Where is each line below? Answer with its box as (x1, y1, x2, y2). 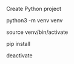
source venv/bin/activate (6, 28, 69, 36)
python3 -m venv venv (6, 17, 63, 24)
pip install (6, 40, 30, 47)
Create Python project (6, 5, 62, 12)
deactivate (6, 52, 33, 59)
